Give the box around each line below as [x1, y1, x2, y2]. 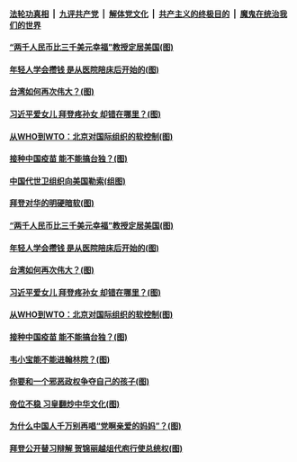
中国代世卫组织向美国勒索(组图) [9, 176, 126, 186]
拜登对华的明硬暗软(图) [9, 198, 94, 209]
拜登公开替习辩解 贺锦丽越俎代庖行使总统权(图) [9, 442, 183, 454]
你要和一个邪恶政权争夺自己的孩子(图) [9, 376, 150, 387]
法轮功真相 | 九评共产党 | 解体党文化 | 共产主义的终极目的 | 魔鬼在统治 [9, 8, 280, 19]
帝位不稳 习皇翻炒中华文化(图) [9, 398, 120, 409]
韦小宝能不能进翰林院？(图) [9, 354, 111, 365]
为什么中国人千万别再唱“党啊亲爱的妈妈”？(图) [9, 421, 182, 431]
